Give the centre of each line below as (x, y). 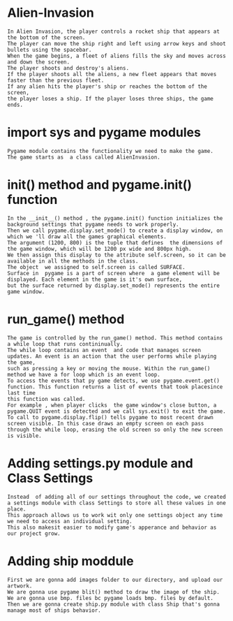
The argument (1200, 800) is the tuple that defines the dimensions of (115, 242)
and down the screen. (39, 62)
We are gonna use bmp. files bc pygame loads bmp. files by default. (111, 598)
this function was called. (46, 399)
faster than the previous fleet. (56, 80)
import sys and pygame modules (104, 132)
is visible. (24, 436)
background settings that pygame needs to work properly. (93, 224)
